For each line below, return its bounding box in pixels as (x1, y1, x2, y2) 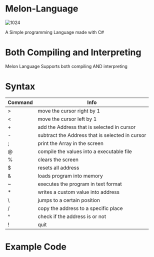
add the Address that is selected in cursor (37, 123, 136, 130)
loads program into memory (37, 172, 103, 179)
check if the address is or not (37, 213, 106, 220)
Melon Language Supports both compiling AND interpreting (5, 63, 127, 69)
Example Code (5, 241, 66, 252)
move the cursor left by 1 (37, 115, 97, 122)
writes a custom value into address (37, 188, 120, 195)
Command (7, 98, 33, 105)
